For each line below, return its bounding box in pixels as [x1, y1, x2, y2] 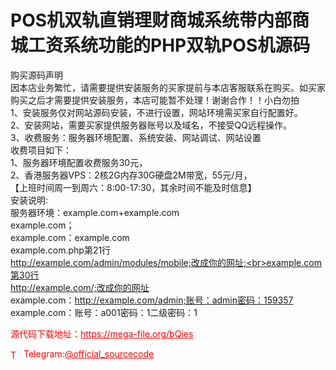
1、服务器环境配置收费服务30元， [10, 156, 148, 168]
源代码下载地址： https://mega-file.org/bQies [10, 327, 194, 340]
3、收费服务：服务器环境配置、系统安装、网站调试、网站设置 [10, 131, 262, 143]
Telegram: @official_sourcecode [23, 347, 155, 360]
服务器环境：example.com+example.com [10, 206, 180, 218]
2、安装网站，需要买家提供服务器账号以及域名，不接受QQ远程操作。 [10, 119, 292, 131]
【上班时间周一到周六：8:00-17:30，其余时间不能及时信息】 [10, 181, 257, 193]
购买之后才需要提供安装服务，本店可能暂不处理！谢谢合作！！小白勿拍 [10, 94, 300, 106]
